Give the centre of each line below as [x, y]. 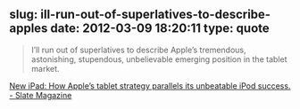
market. [45, 68]
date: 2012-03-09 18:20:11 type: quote [160, 29]
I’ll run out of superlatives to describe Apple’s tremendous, [139, 50]
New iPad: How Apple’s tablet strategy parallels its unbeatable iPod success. [150, 86]
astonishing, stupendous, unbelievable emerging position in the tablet [159, 59]
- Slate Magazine [41, 95]
